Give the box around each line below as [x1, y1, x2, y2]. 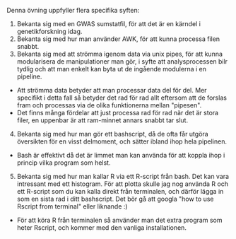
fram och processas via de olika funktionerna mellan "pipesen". [16, 101, 202, 109]
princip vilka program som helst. [16, 158, 111, 167]
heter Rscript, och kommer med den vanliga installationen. [16, 223, 187, 232]
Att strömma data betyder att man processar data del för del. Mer [16, 86, 207, 94]
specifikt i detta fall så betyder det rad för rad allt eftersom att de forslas [16, 93, 228, 102]
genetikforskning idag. [16, 28, 83, 35]
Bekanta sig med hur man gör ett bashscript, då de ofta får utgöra [16, 130, 209, 138]
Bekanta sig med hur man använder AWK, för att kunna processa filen [16, 35, 220, 43]
